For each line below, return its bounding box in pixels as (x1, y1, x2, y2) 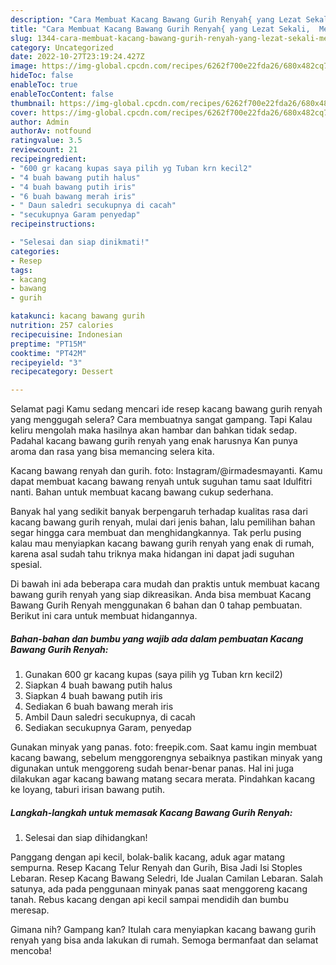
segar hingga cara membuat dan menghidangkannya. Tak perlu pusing (10, 527, 302, 539)
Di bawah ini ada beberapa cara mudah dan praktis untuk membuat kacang (10, 578, 320, 590)
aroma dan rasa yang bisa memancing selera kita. (10, 446, 215, 458)
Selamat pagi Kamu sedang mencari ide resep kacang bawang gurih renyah (10, 403, 323, 415)
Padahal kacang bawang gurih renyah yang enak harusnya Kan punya (10, 435, 298, 447)
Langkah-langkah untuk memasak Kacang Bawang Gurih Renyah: (10, 806, 293, 818)
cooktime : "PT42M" (10, 348, 87, 358)
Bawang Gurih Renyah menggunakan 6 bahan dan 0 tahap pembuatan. (10, 599, 303, 611)
